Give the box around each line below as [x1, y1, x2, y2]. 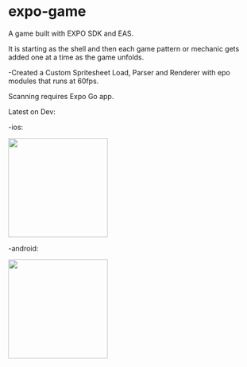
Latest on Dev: [8, 106, 56, 117]
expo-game [8, 2, 87, 21]
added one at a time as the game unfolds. [8, 52, 145, 62]
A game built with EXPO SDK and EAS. [8, 29, 134, 38]
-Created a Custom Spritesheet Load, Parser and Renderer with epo [8, 67, 230, 77]
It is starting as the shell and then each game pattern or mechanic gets [8, 44, 240, 53]
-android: [8, 243, 39, 253]
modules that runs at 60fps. [8, 76, 99, 86]
